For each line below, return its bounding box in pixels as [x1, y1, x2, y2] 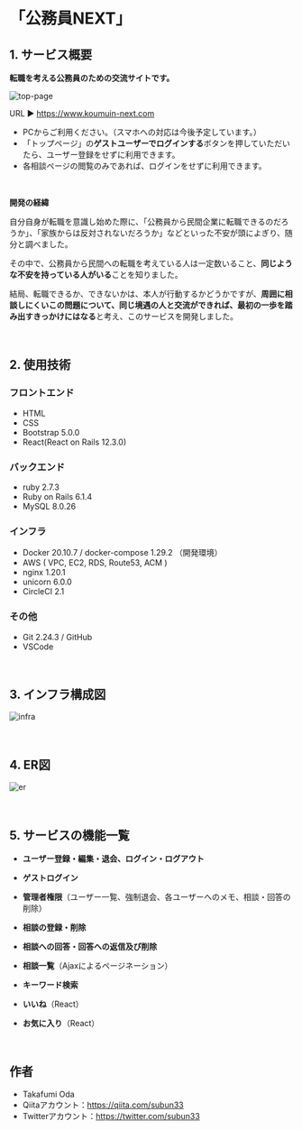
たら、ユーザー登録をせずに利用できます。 [22, 150, 180, 160]
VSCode [22, 641, 54, 652]
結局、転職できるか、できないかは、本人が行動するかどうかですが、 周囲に [9, 289, 286, 299]
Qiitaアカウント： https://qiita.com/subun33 [22, 1099, 185, 1110]
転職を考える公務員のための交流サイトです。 [9, 73, 175, 83]
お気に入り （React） [22, 1018, 100, 1029]
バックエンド [9, 461, 66, 473]
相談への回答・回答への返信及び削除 [22, 942, 158, 952]
